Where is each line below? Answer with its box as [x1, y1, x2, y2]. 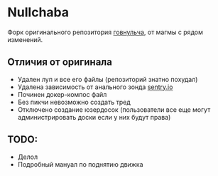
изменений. [7, 35, 43, 43]
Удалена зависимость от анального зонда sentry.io [17, 83, 173, 91]
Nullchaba [7, 4, 70, 21]
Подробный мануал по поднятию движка [17, 160, 143, 168]
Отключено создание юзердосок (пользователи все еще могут [17, 105, 211, 114]
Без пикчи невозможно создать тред [17, 98, 131, 106]
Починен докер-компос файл [17, 90, 107, 98]
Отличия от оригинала [7, 56, 112, 68]
